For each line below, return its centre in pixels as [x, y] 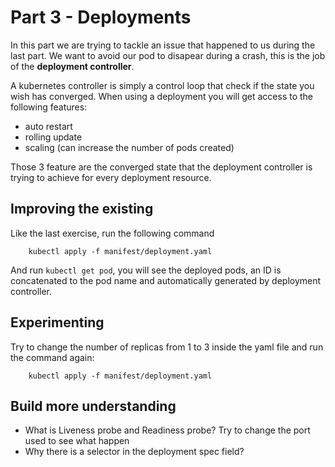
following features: [49, 107]
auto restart [48, 126]
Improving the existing [82, 209]
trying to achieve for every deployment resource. [111, 177]
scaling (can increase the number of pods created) [129, 147]
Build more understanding [93, 406]
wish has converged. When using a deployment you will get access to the [162, 96]
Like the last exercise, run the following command [112, 233]
